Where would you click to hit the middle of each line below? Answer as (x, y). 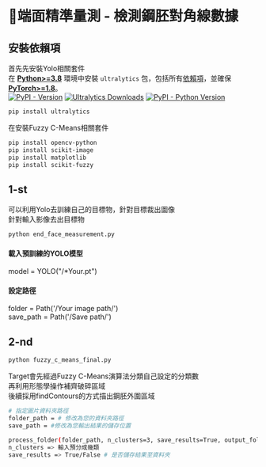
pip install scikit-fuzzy (51, 165)
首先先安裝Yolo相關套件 (47, 68)
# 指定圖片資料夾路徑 (38, 411)
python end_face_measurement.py (61, 234)
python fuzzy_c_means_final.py (60, 360)
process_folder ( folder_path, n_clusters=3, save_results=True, (115, 440)
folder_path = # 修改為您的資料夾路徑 (66, 419)
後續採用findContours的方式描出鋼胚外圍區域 (82, 396)
